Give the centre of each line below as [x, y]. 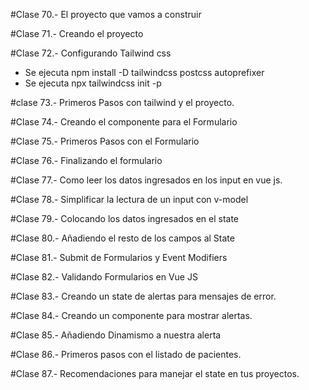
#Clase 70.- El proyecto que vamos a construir [106, 14]
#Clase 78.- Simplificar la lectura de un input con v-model [129, 199]
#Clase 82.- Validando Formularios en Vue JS [104, 277]
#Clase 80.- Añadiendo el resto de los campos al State [122, 238]
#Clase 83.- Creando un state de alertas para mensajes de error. [143, 296]
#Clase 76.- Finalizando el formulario [86, 160]
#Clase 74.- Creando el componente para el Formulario [124, 122]
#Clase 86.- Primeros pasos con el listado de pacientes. [126, 354]
